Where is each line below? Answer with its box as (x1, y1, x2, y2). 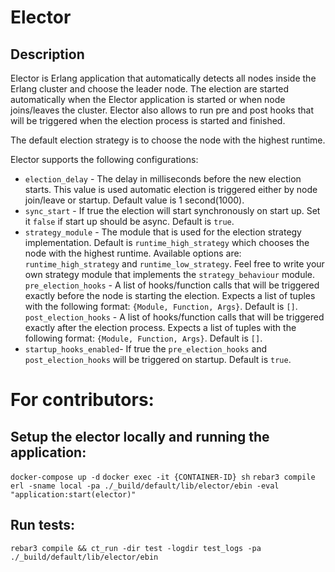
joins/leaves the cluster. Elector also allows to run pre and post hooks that (10, 104, 314, 116)
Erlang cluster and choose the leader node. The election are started (10, 83, 290, 95)
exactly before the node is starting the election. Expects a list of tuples (24, 290, 316, 301)
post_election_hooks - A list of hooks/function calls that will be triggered (24, 311, 325, 323)
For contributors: (10, 389, 155, 411)
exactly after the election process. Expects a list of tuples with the (24, 322, 297, 333)
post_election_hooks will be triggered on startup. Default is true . (24, 354, 292, 365)
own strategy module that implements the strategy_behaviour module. (24, 269, 316, 280)
